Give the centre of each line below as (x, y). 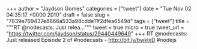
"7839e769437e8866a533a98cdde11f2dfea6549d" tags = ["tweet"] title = (98, 21)
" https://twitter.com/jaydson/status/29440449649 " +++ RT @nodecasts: (97, 34)
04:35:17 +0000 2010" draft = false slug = (58, 15)
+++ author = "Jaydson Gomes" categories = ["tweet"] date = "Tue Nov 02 (99, 9)
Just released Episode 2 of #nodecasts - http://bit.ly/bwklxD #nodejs (92, 40)
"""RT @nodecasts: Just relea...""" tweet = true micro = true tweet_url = (95, 27)
